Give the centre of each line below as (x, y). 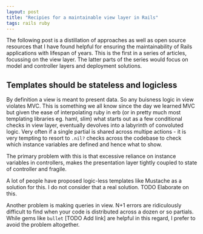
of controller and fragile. (36, 169)
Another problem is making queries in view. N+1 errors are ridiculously (94, 206)
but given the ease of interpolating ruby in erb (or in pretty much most (94, 112)
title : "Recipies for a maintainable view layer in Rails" (82, 18)
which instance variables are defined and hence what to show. (84, 145)
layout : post (23, 12)
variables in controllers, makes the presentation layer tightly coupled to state (102, 163)
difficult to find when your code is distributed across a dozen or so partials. (100, 212)
